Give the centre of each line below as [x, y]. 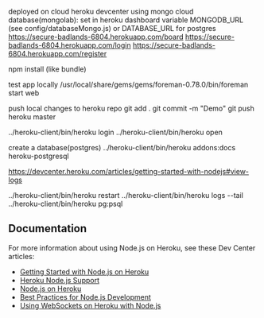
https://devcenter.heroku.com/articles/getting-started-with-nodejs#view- [128, 171]
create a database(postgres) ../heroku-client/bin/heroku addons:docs [122, 147]
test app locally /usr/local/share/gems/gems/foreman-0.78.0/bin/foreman [128, 84]
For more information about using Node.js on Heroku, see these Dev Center [132, 248]
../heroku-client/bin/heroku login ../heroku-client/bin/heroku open [115, 132]
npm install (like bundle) [47, 69]
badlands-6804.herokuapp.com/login [70, 45]
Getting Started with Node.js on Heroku [84, 271]
